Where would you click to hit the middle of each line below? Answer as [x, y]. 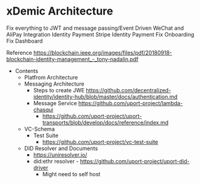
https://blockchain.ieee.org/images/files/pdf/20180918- [102, 52]
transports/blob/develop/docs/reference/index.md [105, 122]
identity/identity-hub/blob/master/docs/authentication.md [105, 97]
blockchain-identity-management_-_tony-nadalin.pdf [72, 59]
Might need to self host [71, 174]
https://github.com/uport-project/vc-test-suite [100, 141]
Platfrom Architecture [51, 77]
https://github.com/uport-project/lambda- [131, 103]
